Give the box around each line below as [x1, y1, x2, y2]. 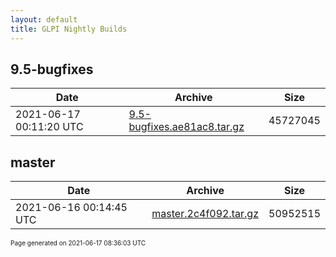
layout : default [10, 14, 78, 25]
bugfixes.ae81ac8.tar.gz [128, 120, 245, 134]
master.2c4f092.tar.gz [151, 207, 259, 221]
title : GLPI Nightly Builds [10, 24, 128, 34]
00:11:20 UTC [15, 120, 84, 134]
